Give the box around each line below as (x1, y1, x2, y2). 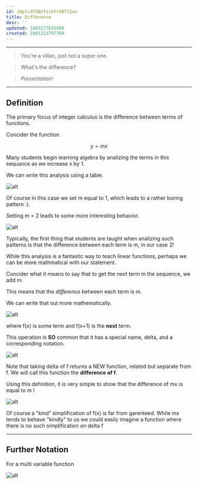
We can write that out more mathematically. (6, 299, 112, 307)
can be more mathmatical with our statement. (6, 259, 117, 266)
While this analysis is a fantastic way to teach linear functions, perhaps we (6, 252, 187, 259)
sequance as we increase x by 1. (6, 160, 85, 167)
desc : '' (6, 19, 28, 25)
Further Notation (6, 445, 69, 455)
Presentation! (20, 75, 54, 83)
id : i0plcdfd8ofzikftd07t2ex (6, 8, 78, 15)
